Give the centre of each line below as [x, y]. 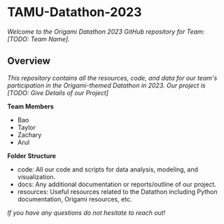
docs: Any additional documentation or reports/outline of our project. [117, 184]
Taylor [27, 127]
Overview [29, 61]
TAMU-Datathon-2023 [75, 12]
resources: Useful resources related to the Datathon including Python [118, 191]
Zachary [29, 134]
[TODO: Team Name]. [38, 38]
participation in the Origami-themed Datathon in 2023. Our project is [106, 85]
